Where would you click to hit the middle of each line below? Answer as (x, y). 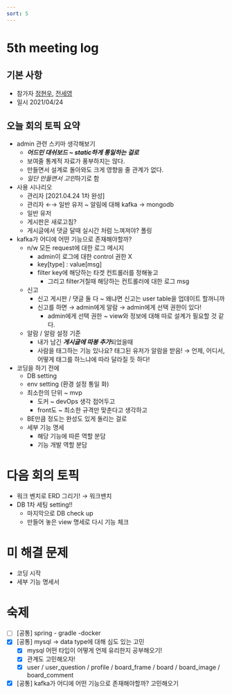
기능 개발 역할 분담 (62, 445)
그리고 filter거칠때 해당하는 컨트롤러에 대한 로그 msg (118, 281)
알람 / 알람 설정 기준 (54, 333)
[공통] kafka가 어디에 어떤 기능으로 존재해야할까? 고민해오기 (98, 683)
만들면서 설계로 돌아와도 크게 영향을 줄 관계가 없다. (95, 170)
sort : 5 (18, 14)
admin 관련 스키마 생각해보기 (56, 144)
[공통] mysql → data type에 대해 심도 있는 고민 (80, 642)
